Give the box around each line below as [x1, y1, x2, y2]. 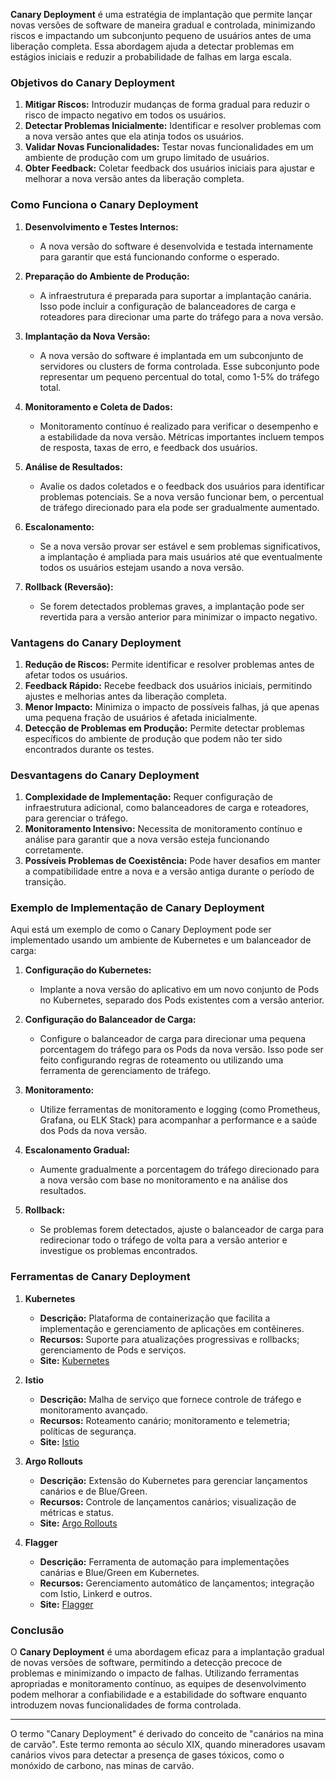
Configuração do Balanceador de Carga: [24, 1014, 197, 1026]
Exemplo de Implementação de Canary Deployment [10, 901, 265, 915]
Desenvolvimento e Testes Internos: [24, 220, 179, 233]
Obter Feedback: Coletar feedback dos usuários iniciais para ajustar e [24, 162, 315, 174]
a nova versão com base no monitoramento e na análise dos [39, 1174, 288, 1186]
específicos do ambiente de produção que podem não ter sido [24, 732, 283, 744]
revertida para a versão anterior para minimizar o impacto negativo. [39, 610, 318, 623]
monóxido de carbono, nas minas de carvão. [10, 1760, 195, 1772]
